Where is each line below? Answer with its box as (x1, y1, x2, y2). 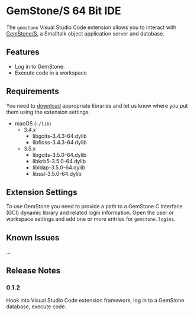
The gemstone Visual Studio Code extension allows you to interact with (6, 24, 177, 31)
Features (6, 47, 40, 57)
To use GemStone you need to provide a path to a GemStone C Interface (6, 203, 183, 210)
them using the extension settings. (6, 108, 90, 115)
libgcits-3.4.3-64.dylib (32, 132, 87, 140)
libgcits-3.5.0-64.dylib (32, 151, 87, 158)
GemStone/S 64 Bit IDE (6, 4, 121, 18)
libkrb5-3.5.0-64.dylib (32, 157, 86, 165)
